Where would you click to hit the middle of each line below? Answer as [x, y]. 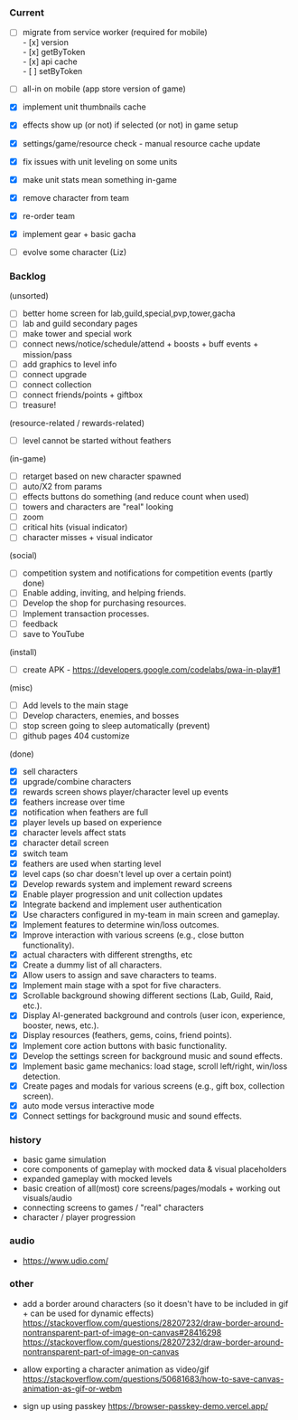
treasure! [39, 405]
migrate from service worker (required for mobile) [115, 33]
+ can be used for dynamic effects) [88, 1313]
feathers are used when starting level [92, 863]
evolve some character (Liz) [74, 252]
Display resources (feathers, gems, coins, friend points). [127, 1035]
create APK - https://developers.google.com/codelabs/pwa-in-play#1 [151, 669]
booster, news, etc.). [61, 1025]
